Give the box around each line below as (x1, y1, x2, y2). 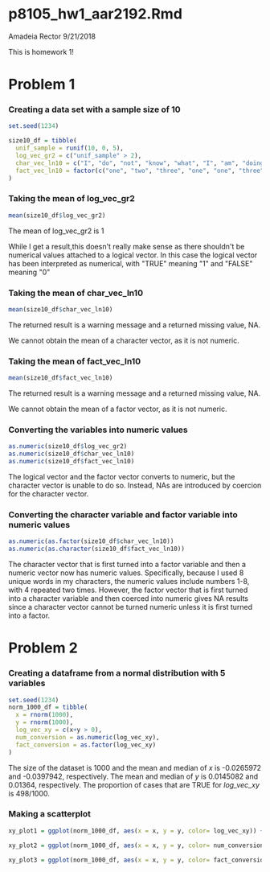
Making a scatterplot (8, 808, 91, 820)
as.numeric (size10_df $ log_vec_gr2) (8, 442, 128, 450)
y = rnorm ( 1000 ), (15, 718, 74, 726)
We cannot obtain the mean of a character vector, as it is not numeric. (8, 335, 239, 345)
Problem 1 (8, 76, 76, 93)
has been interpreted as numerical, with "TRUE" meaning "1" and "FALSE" (8, 258, 253, 268)
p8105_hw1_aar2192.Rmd (8, 5, 183, 23)
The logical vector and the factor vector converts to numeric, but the (8, 471, 235, 481)
